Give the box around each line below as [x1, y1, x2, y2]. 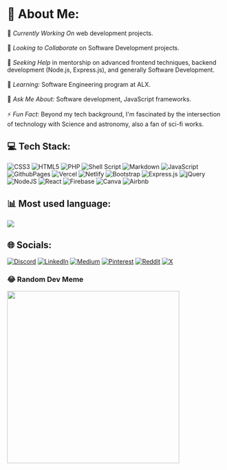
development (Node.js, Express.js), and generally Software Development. [7, 65, 215, 74]
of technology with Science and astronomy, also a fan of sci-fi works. [7, 120, 204, 128]
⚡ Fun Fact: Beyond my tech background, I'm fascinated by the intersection [7, 110, 221, 118]
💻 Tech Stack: [7, 141, 71, 152]
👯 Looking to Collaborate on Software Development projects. [7, 43, 180, 52]
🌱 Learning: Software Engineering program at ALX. [7, 80, 151, 88]
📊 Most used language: [7, 198, 111, 210]
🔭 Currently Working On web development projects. [7, 29, 153, 37]
